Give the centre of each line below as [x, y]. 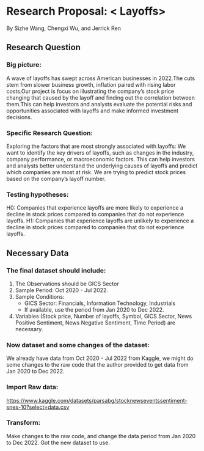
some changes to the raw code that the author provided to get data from [97, 365]
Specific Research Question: [50, 133]
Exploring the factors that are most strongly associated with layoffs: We [96, 146]
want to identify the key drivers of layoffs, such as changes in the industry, [100, 152]
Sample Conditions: [40, 296]
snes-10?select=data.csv [38, 407]
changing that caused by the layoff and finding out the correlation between [101, 97]
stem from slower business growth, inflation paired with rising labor [91, 84]
